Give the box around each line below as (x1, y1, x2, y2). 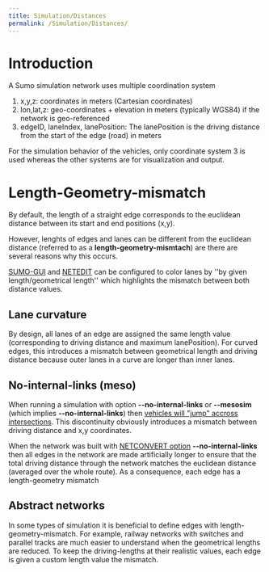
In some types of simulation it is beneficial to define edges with (8, 520, 219, 530)
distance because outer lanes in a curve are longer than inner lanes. (8, 355, 235, 364)
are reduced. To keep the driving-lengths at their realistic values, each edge (8, 546, 261, 556)
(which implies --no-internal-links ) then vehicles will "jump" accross (8, 409, 238, 418)
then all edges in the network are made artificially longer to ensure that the (8, 450, 257, 459)
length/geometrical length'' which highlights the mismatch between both (8, 275, 250, 285)
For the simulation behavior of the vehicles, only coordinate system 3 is (8, 146, 246, 156)
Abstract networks (8, 498, 105, 513)
